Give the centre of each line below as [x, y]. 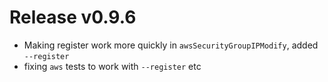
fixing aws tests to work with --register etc [112, 66]
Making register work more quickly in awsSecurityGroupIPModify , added [171, 45]
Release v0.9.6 [73, 17]
